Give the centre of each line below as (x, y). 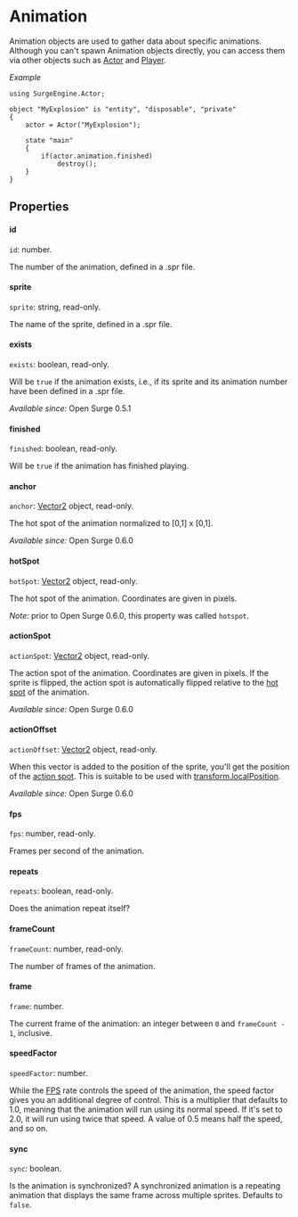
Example (25, 77)
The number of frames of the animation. (82, 966)
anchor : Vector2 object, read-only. (72, 506)
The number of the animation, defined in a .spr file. (102, 267)
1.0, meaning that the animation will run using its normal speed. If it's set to (146, 1109)
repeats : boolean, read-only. (61, 891)
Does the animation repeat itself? (70, 909)
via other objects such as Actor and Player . (88, 60)
